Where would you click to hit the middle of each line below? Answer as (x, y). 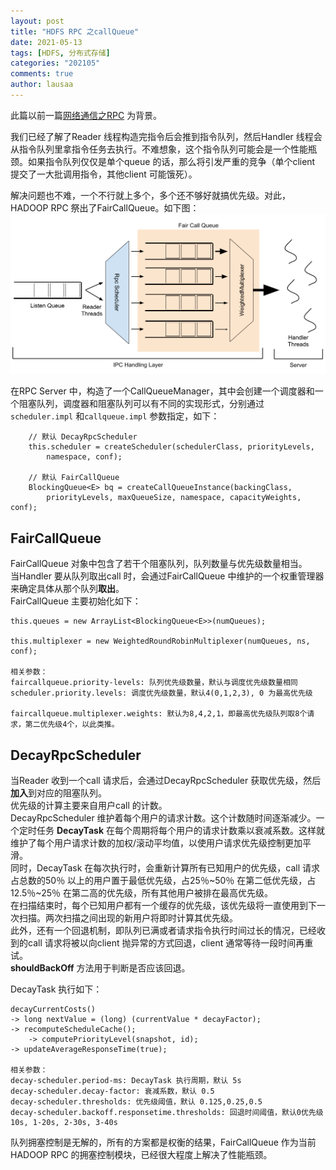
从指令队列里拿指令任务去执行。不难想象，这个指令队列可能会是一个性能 (159, 149)
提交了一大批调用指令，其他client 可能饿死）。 (104, 174)
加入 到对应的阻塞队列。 (58, 792)
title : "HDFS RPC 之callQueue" (75, 31)
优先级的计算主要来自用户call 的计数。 (89, 805)
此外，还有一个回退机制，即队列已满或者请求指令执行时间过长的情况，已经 (163, 930)
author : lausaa (42, 85)
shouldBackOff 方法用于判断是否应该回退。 (100, 967)
